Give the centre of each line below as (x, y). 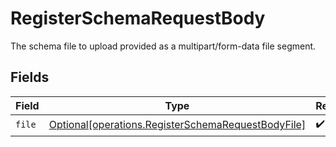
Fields (30, 77)
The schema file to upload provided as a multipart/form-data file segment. (163, 46)
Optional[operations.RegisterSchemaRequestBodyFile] (177, 125)
